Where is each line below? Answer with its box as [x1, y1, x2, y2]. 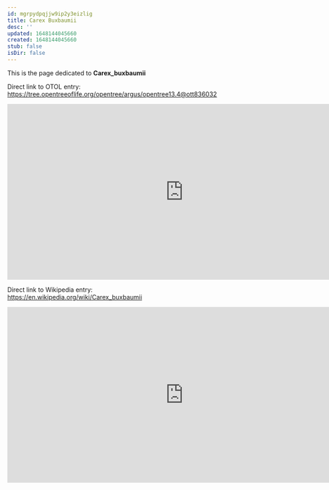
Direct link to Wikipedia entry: [7, 285, 93, 294]
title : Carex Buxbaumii [7, 17, 77, 24]
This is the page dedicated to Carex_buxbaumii [7, 68, 146, 77]
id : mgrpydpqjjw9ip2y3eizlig [7, 10, 93, 18]
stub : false [7, 43, 42, 50]
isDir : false [7, 50, 46, 57]
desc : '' [7, 23, 33, 30]
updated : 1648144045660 [7, 30, 77, 37]
